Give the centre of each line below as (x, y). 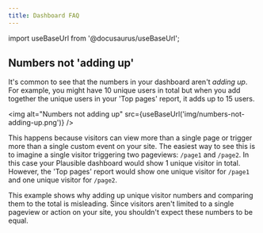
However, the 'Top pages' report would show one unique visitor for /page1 (129, 172)
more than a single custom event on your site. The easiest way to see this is (132, 147)
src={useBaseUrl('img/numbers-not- (185, 114)
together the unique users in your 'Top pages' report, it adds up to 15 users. (131, 99)
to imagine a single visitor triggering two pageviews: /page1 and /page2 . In (129, 155)
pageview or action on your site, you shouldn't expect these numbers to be (131, 212)
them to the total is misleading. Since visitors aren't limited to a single (121, 204)
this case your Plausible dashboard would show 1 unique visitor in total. (124, 163)
